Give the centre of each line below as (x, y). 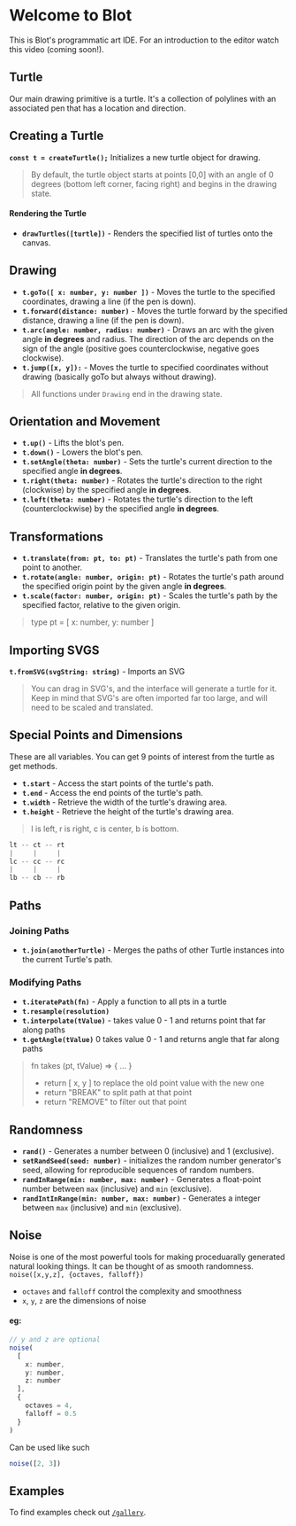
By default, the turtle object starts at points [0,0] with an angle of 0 (152, 175)
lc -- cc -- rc (37, 861)
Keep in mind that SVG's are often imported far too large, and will (149, 698)
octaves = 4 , (49, 1405)
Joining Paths (39, 930)
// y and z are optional (55, 1340)
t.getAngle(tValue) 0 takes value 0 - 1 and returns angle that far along (151, 1039)
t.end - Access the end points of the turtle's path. (112, 792)
